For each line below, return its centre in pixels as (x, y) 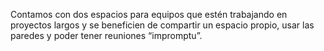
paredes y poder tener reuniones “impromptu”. (106, 35)
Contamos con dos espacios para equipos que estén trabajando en (149, 14)
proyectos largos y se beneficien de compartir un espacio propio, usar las (162, 25)
